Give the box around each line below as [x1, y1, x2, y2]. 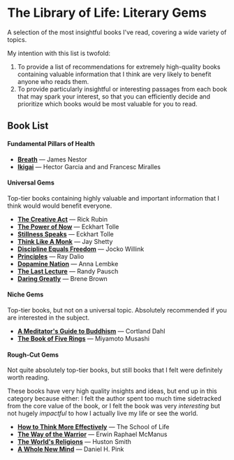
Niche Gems [7, 290, 44, 299]
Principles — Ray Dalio [17, 252, 85, 260]
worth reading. [7, 373, 50, 382]
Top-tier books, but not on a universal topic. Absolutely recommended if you [7, 306, 227, 314]
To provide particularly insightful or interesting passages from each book [17, 85, 228, 93]
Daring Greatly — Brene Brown [17, 274, 108, 282]
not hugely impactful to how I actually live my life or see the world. [7, 409, 198, 417]
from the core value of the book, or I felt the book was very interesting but [7, 402, 221, 410]
